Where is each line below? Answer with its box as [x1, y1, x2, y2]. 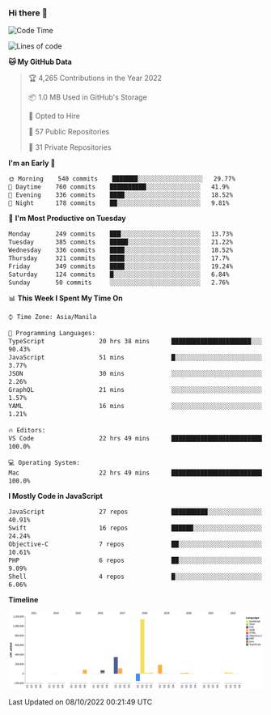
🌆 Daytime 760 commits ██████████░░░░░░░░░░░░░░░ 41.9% [8, 183, 230, 191]
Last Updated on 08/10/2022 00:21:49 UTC [8, 696, 153, 707]
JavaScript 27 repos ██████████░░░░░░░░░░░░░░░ [8, 508, 263, 517]
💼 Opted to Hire [28, 111, 81, 121]
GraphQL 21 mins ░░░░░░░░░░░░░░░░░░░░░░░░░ [8, 386, 263, 394]
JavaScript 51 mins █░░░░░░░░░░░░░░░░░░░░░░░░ [8, 354, 263, 362]
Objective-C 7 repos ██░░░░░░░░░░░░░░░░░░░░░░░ [8, 540, 263, 549]
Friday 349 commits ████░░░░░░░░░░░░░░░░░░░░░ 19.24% [8, 262, 233, 270]
